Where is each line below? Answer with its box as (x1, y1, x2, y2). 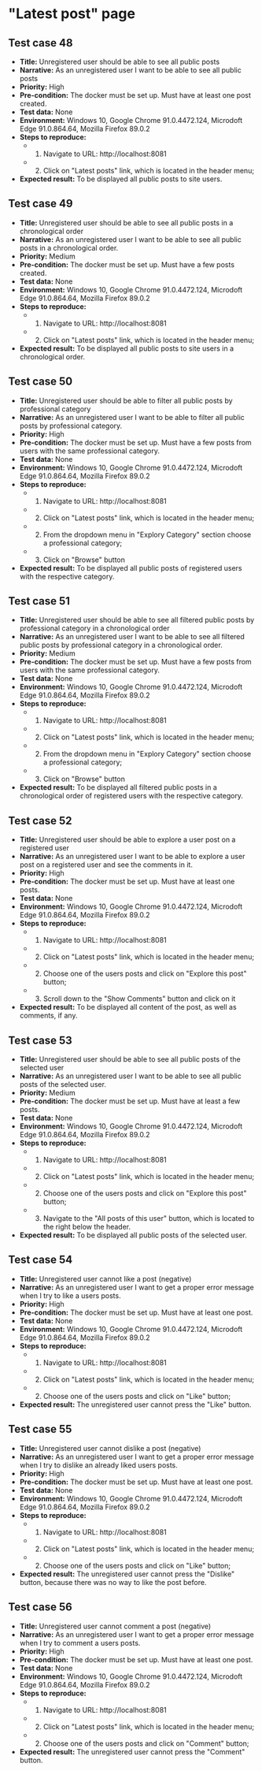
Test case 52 (8, 813, 72, 828)
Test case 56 (8, 1601, 73, 1614)
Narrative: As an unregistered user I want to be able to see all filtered (19, 632, 245, 642)
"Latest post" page (8, 5, 136, 23)
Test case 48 (8, 36, 73, 50)
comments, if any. (19, 1010, 78, 1021)
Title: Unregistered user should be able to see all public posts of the (19, 1055, 242, 1064)
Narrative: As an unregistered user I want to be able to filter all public (19, 412, 245, 422)
